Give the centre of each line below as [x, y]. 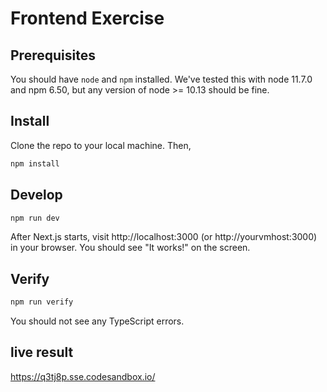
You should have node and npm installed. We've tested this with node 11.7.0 [161, 79]
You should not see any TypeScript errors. [97, 321]
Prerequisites [53, 55]
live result [42, 352]
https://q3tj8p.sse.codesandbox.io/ [83, 376]
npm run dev [35, 218]
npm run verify [42, 302]
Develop [36, 195]
